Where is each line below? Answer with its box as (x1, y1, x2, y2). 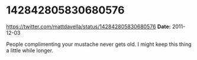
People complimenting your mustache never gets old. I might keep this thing (6, 41, 192, 48)
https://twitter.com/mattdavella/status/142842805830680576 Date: (6, 23, 171, 30)
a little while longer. (6, 46, 54, 54)
